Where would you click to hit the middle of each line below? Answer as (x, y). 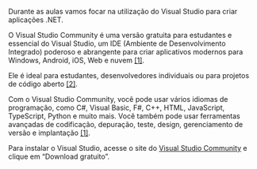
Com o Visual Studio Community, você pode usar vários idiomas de (118, 99)
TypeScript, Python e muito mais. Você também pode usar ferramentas (124, 116)
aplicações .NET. (36, 20)
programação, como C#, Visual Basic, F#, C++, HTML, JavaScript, (117, 107)
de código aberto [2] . (43, 84)
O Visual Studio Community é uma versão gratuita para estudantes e (120, 35)
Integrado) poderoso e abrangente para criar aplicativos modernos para (126, 52)
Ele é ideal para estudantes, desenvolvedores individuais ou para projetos (129, 75)
